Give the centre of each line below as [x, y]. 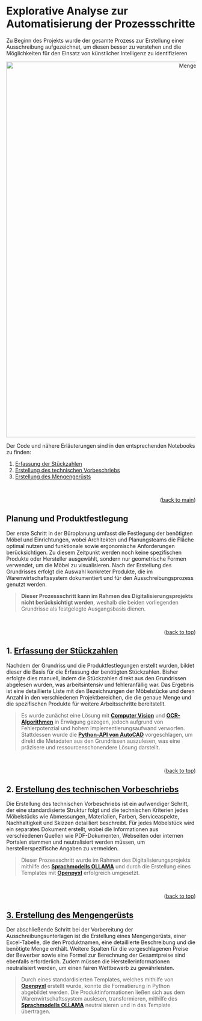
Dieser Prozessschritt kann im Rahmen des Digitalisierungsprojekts [107, 596]
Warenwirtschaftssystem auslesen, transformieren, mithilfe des [99, 999]
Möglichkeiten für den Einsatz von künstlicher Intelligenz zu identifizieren [97, 53]
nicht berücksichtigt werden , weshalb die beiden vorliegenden [100, 602]
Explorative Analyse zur [67, 11]
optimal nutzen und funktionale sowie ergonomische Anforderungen [91, 546]
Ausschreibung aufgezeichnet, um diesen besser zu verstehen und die [94, 47]
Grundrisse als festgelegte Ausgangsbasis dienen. [83, 609]
